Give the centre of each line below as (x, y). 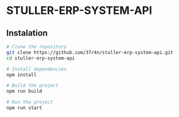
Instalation (27, 33)
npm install (21, 75)
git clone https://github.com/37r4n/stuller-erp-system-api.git (90, 52)
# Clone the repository (37, 47)
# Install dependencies (37, 69)
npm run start (24, 108)
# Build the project (33, 85)
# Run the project (30, 102)
